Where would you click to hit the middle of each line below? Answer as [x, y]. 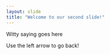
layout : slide [24, 12]
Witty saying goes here [34, 34]
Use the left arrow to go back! [43, 46]
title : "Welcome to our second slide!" [56, 17]
